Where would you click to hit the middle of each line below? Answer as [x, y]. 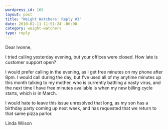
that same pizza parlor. [29, 113]
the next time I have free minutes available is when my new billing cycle [79, 88]
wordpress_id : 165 [24, 10]
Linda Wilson [19, 123]
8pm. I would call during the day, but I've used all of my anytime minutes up [83, 77]
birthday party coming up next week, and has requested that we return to [81, 108]
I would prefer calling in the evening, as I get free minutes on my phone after [84, 72]
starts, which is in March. [31, 93]
